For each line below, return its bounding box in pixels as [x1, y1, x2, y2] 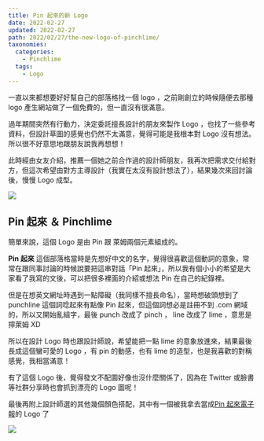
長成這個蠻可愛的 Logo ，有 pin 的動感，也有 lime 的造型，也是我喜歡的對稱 [8, 347, 253, 356]
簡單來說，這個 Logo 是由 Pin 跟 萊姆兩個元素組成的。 [8, 237, 182, 247]
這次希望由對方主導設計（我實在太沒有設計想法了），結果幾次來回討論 [28, 165, 253, 175]
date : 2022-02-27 [8, 19, 65, 27]
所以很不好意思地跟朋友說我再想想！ [8, 138, 126, 148]
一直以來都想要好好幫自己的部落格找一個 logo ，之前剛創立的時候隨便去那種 [8, 92, 254, 102]
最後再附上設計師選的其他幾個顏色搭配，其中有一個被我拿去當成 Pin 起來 [8, 399, 241, 409]
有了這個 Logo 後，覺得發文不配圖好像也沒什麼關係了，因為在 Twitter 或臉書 [8, 373, 255, 382]
